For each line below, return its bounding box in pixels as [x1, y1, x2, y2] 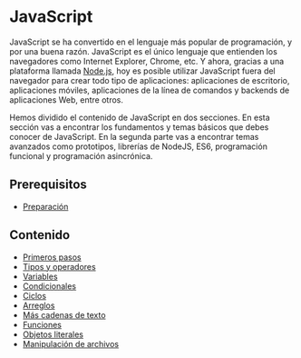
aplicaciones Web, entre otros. [9, 94, 124, 105]
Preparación [22, 201, 69, 212]
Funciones [22, 319, 62, 330]
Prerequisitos [9, 177, 88, 193]
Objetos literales [22, 329, 84, 340]
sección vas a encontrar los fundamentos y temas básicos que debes [9, 121, 269, 133]
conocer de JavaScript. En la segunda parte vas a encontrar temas [9, 131, 259, 142]
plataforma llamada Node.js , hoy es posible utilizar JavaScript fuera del [9, 65, 277, 76]
